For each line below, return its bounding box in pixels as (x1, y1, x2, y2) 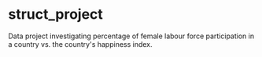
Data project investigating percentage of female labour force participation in (8, 31, 254, 41)
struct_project (8, 5, 104, 23)
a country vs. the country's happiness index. (8, 39, 153, 48)
